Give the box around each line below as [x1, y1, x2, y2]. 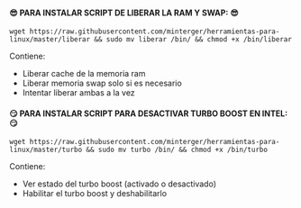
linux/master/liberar [9, 35, 91, 44]
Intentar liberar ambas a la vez [22, 87, 135, 98]
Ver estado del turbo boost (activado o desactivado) [22, 178, 217, 189]
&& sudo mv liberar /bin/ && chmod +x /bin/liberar [94, 35, 293, 44]
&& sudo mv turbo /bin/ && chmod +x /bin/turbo [86, 145, 269, 155]
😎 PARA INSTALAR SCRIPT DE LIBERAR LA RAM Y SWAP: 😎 [9, 7, 239, 18]
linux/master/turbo [9, 145, 83, 155]
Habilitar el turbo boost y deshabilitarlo [22, 188, 168, 199]
